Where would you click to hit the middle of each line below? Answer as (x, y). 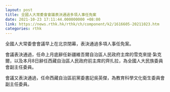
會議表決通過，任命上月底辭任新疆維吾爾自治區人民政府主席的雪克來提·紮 (81, 55)
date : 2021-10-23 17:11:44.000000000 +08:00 (53, 19)
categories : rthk (24, 29)
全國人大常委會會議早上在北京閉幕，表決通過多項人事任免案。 (70, 44)
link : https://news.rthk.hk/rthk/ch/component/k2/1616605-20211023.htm (82, 24)
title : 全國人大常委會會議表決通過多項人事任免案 (51, 15)
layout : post (19, 10)
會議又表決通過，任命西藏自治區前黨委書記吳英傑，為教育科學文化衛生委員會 (85, 78)
